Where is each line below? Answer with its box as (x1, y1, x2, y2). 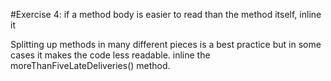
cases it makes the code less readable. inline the (10, 49, 211, 61)
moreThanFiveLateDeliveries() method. (10, 60, 171, 71)
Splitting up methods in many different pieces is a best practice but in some (10, 39, 322, 50)
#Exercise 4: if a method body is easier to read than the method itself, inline (10, 9, 322, 20)
